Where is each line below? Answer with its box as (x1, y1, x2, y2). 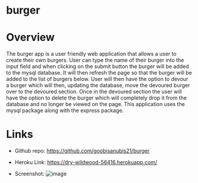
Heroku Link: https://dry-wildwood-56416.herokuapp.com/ (14, 159, 158, 166)
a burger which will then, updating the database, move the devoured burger (6, 82, 190, 89)
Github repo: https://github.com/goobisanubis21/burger (14, 147, 150, 155)
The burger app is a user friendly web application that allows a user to (6, 50, 177, 57)
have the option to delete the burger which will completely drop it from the (6, 94, 187, 101)
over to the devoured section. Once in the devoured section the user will (6, 88, 182, 95)
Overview (6, 31, 55, 44)
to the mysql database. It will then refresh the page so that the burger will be (6, 69, 192, 76)
